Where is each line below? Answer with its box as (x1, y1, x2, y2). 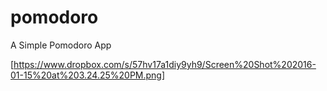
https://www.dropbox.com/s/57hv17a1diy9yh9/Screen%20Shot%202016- (13, 58, 317, 70)
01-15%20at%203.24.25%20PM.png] (10, 69, 166, 81)
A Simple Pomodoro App (10, 39, 112, 51)
